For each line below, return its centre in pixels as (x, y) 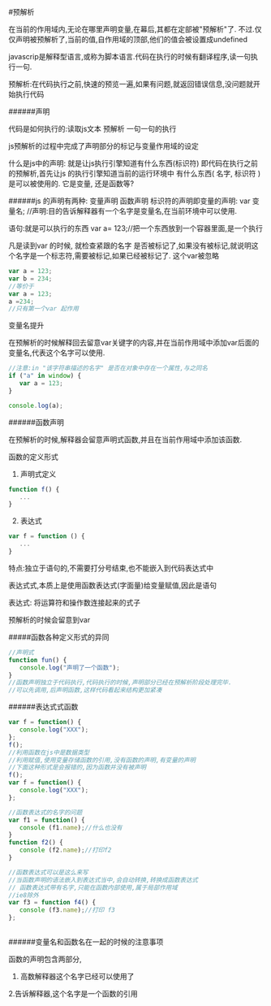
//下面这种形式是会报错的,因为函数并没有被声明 (77, 768)
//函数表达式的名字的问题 (45, 812)
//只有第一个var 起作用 (44, 309)
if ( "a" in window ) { (45, 376)
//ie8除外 (24, 895)
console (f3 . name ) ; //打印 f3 (67, 910)
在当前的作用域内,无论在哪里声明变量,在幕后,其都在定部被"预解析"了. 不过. (132, 29)
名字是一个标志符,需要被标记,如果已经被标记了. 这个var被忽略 (117, 256)
